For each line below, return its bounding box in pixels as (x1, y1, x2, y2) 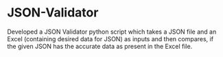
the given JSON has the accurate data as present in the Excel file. (7, 42, 193, 50)
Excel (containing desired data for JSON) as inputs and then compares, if (7, 34, 214, 43)
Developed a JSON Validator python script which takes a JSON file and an (7, 27, 217, 36)
